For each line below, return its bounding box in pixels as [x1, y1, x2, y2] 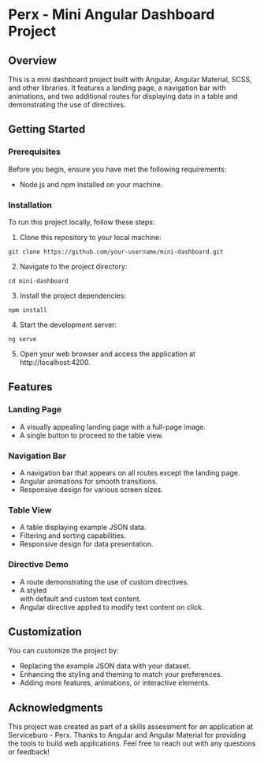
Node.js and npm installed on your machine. [19, 179, 163, 189]
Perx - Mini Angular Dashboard [8, 6, 215, 24]
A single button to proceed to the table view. [19, 430, 164, 440]
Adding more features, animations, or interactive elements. [19, 678, 210, 688]
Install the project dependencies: [19, 291, 127, 300]
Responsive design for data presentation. [19, 539, 154, 549]
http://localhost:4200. [19, 357, 91, 366]
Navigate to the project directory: [19, 261, 128, 271]
